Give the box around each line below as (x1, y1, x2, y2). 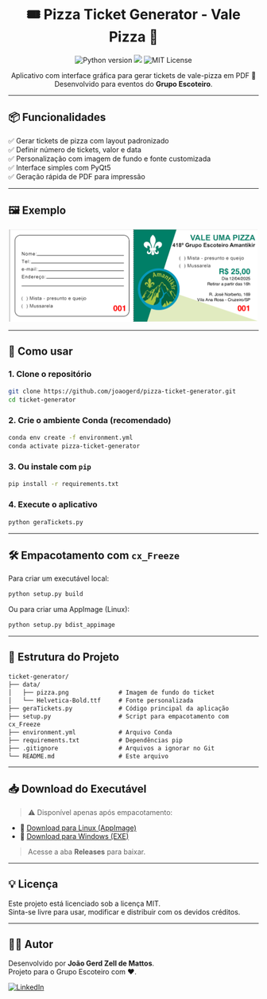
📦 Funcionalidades (8, 111, 106, 124)
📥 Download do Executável (8, 782, 147, 796)
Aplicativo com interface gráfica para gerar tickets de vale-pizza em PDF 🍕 (10, 70, 257, 80)
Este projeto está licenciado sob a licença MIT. (8, 899, 161, 908)
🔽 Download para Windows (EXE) (19, 831, 130, 840)
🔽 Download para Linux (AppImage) (19, 823, 137, 832)
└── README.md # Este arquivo (8, 752, 169, 760)
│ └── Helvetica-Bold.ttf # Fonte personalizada (8, 696, 194, 704)
